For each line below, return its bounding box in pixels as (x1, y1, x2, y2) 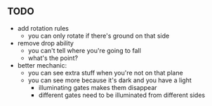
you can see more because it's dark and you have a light (27, 76, 192, 84)
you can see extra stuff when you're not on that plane (27, 68, 184, 77)
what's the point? (27, 54, 79, 62)
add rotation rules (17, 24, 69, 32)
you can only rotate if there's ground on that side (27, 31, 170, 40)
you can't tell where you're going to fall (27, 46, 142, 54)
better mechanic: (17, 61, 67, 69)
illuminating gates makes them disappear (38, 83, 157, 91)
